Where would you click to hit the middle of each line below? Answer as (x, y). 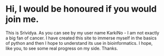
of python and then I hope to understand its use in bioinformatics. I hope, (79, 43)
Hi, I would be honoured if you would (81, 9)
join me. (22, 19)
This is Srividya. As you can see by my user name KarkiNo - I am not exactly (82, 33)
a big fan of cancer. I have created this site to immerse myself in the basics (81, 38)
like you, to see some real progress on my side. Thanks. (62, 48)
